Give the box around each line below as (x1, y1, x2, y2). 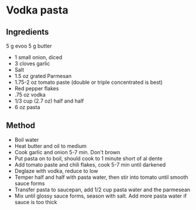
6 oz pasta (14, 104, 40, 110)
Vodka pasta (6, 4, 68, 17)
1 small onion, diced (14, 54, 63, 60)
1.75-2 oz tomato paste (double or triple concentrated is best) (14, 79, 163, 86)
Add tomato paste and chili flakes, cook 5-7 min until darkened (14, 161, 166, 168)
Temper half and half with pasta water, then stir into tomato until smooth (14, 174, 188, 181)
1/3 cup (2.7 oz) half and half (14, 97, 84, 104)
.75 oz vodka (14, 92, 46, 98)
